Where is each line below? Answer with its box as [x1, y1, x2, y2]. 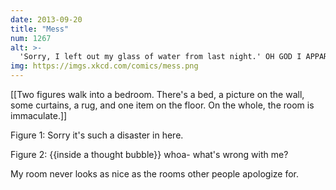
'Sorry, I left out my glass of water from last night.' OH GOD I [19, 52, 302, 62]
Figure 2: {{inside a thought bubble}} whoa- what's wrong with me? [10, 149, 289, 160]
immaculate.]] [10, 110, 68, 121]
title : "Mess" [10, 24, 70, 34]
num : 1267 [10, 33, 52, 43]
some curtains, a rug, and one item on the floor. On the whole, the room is [10, 99, 315, 111]
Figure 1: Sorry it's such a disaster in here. [10, 129, 184, 141]
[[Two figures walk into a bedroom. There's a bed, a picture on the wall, [10, 89, 305, 100]
